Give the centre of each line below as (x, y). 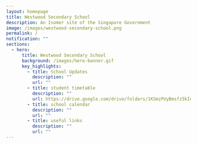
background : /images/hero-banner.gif (68, 61)
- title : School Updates (57, 72)
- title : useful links (55, 121)
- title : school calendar (59, 104)
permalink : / (22, 34)
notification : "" (27, 39)
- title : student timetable (61, 88)
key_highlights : (41, 66)
